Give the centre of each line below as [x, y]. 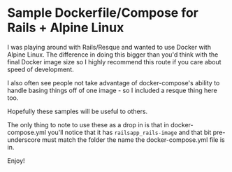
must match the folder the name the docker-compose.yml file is [133, 139]
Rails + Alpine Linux [66, 28]
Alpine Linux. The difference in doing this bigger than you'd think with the [113, 55]
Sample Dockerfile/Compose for [103, 13]
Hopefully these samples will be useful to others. [78, 111]
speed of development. [41, 69]
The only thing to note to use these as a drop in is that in [88, 124]
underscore [24, 139]
